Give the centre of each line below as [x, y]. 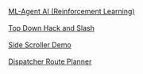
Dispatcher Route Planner [50, 61]
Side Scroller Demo [40, 45]
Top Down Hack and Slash [52, 28]
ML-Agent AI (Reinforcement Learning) [71, 11]
